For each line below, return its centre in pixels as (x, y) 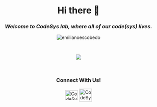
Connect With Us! (78, 80)
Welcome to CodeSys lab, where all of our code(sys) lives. (78, 27)
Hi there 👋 (78, 10)
